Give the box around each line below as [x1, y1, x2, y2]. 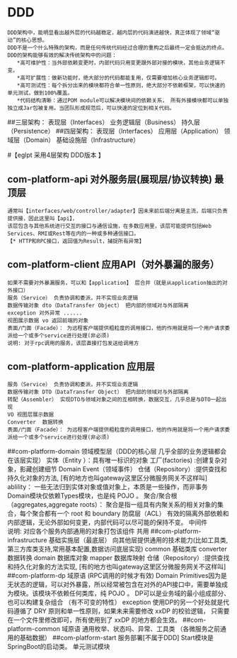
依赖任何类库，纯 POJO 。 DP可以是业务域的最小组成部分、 [56, 589, 231, 598]
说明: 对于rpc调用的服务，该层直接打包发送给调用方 [7, 339, 139, 346]
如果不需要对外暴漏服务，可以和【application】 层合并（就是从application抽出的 [7, 279, 223, 286]
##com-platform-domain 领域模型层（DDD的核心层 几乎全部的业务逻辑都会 [7, 447, 227, 456]
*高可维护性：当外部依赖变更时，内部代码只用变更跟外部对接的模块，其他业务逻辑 [16, 59, 221, 66]
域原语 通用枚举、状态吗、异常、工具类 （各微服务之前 [61, 625, 221, 633]
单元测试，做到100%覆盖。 [7, 89, 73, 97]
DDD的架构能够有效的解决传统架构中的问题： [7, 51, 117, 59]
